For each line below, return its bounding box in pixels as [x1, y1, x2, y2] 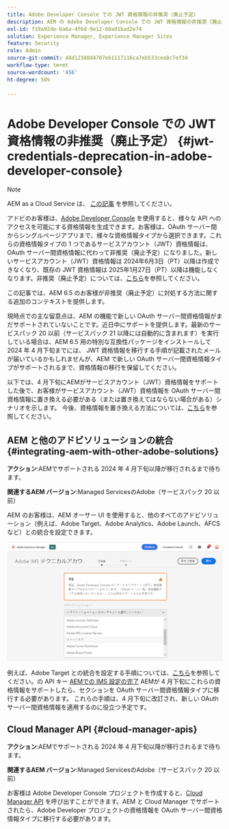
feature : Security [7, 40, 59, 47]
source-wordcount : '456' [7, 69, 78, 75]
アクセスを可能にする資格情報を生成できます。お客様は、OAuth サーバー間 [7, 223, 217, 231]
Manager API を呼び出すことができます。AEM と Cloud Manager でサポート [7, 797, 220, 806]
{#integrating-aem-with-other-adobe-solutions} [7, 445, 219, 457]
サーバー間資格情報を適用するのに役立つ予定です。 [7, 703, 150, 712]
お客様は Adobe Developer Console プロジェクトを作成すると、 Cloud [7, 789, 203, 797]
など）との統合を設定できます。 [7, 528, 97, 537]
